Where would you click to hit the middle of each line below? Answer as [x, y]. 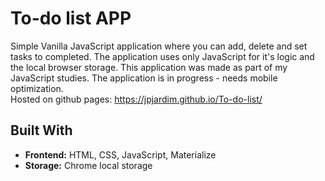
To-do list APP [71, 18]
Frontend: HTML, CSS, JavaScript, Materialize [120, 154]
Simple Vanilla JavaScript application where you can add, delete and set [159, 46]
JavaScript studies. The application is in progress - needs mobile [144, 78]
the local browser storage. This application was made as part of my [149, 67]
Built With [41, 130]
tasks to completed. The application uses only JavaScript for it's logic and [162, 56]
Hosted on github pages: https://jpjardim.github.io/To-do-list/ [136, 99]
